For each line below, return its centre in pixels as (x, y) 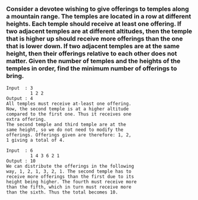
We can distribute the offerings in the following (70, 166)
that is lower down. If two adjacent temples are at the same (93, 46)
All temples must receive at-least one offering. (69, 104)
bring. (15, 76)
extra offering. (26, 120)
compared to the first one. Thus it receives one (69, 114)
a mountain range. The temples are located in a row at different (99, 16)
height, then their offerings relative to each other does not (92, 54)
